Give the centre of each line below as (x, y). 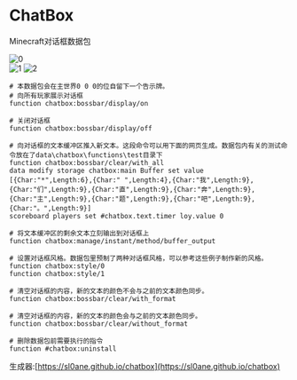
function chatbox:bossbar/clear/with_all (87, 162)
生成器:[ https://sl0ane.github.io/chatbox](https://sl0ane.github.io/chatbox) (145, 366)
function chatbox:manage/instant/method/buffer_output (113, 241)
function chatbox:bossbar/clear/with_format (93, 298)
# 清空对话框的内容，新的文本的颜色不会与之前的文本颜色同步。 (109, 291)
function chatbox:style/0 (57, 266)
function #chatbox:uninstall (63, 348)
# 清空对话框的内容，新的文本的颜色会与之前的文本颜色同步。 (106, 316)
